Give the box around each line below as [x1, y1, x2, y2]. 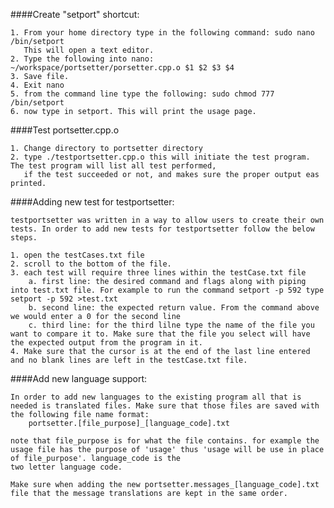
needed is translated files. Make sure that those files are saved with [10, 401, 320, 411]
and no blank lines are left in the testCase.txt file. [10, 355, 248, 365]
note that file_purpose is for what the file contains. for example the [10, 436, 320, 446]
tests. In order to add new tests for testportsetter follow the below [10, 224, 315, 234]
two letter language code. [10, 462, 123, 472]
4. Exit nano [10, 80, 65, 90]
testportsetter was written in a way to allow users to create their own [10, 215, 325, 225]
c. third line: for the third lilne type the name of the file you [28, 320, 315, 330]
